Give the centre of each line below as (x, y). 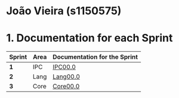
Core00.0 (66, 86)
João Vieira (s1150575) (64, 11)
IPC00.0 (64, 67)
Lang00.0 (67, 77)
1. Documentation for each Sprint (89, 38)
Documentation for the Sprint (95, 57)
